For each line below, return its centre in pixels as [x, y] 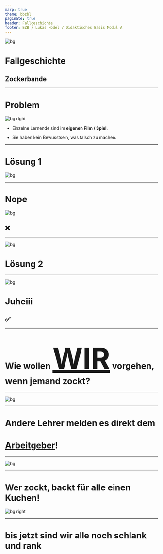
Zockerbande [26, 79]
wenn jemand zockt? [48, 381]
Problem [22, 105]
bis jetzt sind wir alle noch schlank [76, 535]
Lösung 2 [24, 264]
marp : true [16, 9]
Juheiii [19, 301]
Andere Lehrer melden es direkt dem [80, 423]
